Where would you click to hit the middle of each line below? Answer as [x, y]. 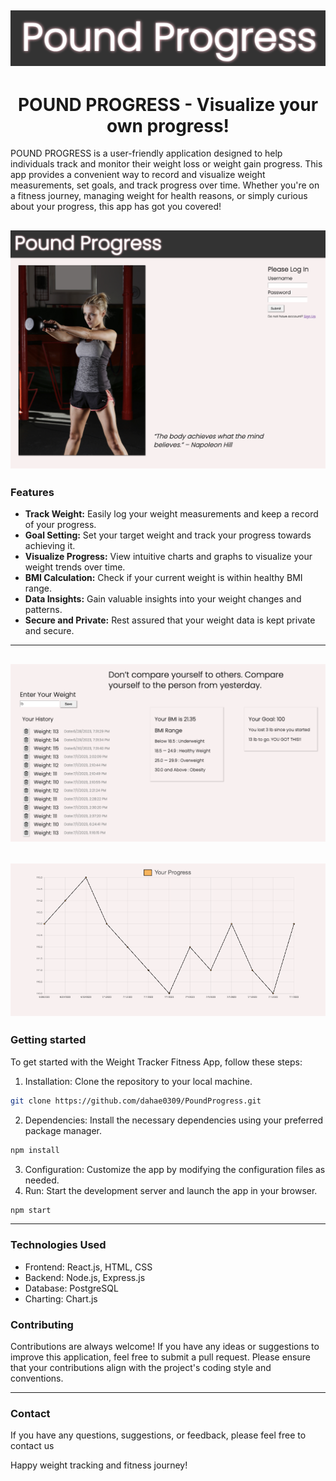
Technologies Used [58, 1245]
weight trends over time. [75, 567]
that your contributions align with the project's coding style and [141, 1367]
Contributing [42, 1324]
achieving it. [50, 546]
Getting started [48, 1040]
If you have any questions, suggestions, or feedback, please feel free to [158, 1435]
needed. [42, 1180]
